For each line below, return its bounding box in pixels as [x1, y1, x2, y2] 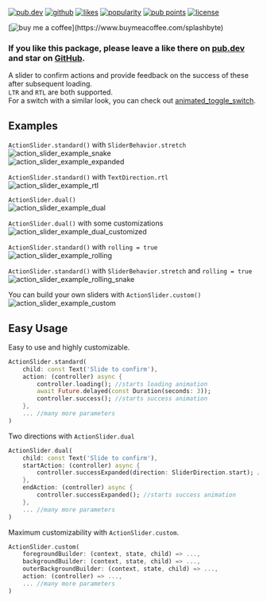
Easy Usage [8, 322, 68, 335]
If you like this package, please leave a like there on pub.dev [8, 42, 245, 53]
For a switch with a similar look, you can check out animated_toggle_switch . [8, 96, 257, 106]
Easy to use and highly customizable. [8, 342, 130, 352]
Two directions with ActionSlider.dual [8, 431, 135, 441]
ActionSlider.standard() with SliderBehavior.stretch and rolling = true [8, 266, 253, 276]
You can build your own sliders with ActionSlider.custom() [8, 290, 202, 299]
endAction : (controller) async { [22, 484, 133, 492]
